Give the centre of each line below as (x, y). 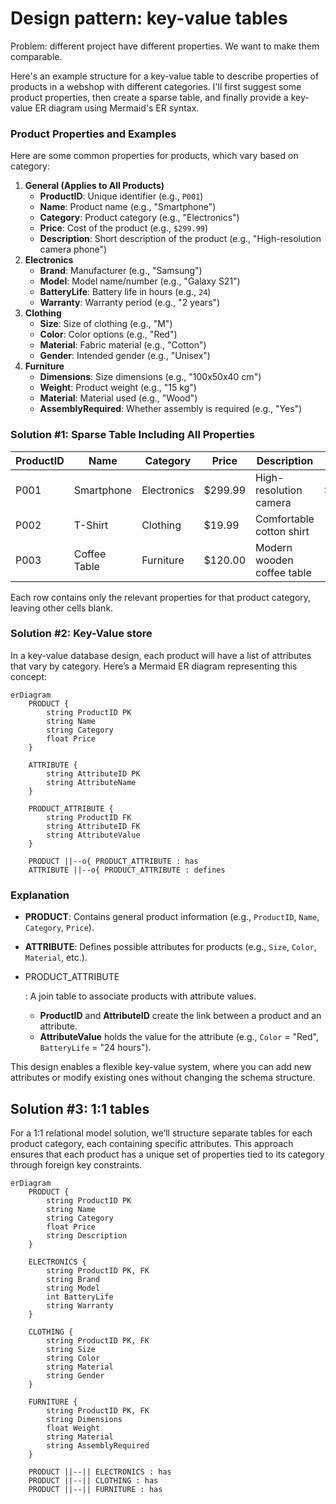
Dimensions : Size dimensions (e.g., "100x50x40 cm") (150, 377)
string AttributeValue (93, 835)
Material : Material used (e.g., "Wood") (118, 398)
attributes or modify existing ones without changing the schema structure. (163, 1078)
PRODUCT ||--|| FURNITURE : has (95, 1489)
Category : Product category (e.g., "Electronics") (139, 218)
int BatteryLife (80, 1297)
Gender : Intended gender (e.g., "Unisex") (125, 356)
